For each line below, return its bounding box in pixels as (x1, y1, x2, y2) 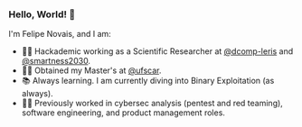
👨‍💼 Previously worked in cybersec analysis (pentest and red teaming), (21, 98, 284, 109)
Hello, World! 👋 (8, 8, 76, 21)
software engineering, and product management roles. (21, 107, 225, 118)
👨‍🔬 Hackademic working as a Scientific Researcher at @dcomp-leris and (21, 46, 294, 57)
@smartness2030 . (21, 56, 91, 67)
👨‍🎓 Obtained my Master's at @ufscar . (21, 65, 162, 76)
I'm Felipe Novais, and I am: (8, 29, 112, 40)
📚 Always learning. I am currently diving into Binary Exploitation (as (21, 76, 275, 86)
